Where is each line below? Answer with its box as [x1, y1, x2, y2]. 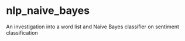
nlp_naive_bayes [6, 4, 90, 17]
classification [6, 29, 38, 36]
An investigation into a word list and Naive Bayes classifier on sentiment [6, 23, 180, 30]
